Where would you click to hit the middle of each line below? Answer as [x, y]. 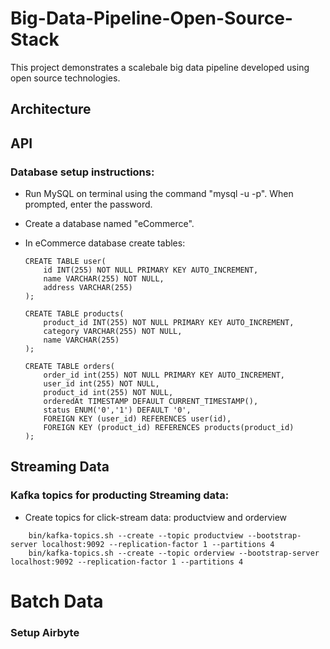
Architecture [51, 109]
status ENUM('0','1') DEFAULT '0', [117, 410]
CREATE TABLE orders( [69, 367]
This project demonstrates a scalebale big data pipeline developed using [160, 67]
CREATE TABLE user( [65, 262]
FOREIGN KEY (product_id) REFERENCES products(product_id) [169, 428]
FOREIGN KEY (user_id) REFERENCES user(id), [137, 419]
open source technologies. [65, 78]
